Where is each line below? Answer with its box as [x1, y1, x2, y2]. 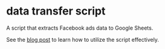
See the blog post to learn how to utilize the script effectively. [6, 36, 159, 43]
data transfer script [6, 4, 106, 18]
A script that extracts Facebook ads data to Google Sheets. [6, 24, 154, 31]
